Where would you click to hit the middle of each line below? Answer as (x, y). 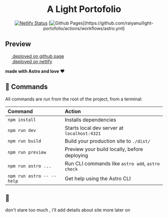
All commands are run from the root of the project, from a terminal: (74, 99)
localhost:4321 (83, 133)
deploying (76, 155)
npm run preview (27, 152)
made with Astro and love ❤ (35, 71)
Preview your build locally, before (104, 149)
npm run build (24, 141)
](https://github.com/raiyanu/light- (118, 23)
